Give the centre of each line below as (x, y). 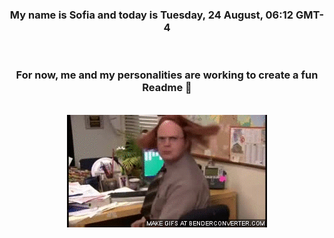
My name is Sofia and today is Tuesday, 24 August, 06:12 (151, 15)
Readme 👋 (167, 88)
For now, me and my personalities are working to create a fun (167, 75)
